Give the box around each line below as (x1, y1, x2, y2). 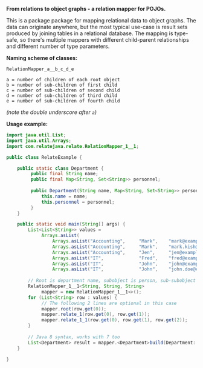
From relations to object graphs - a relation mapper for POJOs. (6, 5, 166, 12)
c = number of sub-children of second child (6, 87, 120, 93)
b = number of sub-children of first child (6, 82, 118, 88)
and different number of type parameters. (6, 42, 110, 50)
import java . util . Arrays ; (6, 138, 71, 144)
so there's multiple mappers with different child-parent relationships (20, 36, 189, 43)
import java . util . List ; (6, 132, 66, 138)
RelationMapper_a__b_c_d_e (6, 66, 74, 72)
